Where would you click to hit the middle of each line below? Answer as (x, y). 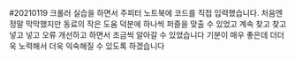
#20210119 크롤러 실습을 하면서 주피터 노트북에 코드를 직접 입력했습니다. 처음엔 (146, 13)
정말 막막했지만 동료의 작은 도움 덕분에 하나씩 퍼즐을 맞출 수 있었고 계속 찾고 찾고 (148, 24)
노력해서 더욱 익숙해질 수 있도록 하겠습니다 (91, 46)
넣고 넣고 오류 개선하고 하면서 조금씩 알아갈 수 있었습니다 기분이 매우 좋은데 (139, 35)
